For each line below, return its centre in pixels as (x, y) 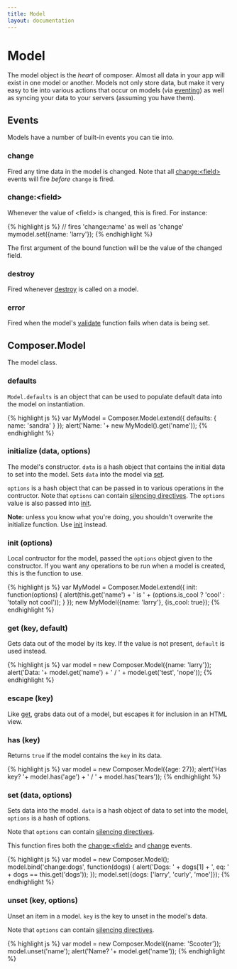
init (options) (30, 543)
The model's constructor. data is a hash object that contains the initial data (116, 467)
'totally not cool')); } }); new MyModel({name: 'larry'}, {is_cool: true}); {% (114, 602)
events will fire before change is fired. (61, 179)
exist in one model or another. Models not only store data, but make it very (116, 83)
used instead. (27, 651)
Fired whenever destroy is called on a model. (73, 289)
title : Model (27, 14)
